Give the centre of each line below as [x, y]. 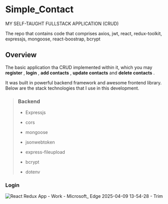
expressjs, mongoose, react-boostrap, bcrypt [53, 39]
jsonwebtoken [40, 142]
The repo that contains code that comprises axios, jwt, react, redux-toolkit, [84, 33]
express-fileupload [45, 152]
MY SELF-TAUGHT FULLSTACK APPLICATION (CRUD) [62, 24]
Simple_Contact [39, 9]
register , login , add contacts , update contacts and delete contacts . [80, 73]
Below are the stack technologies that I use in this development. [72, 88]
